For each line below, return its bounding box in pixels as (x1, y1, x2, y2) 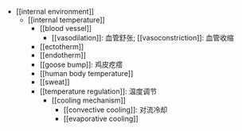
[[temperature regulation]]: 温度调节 (39, 87, 158, 96)
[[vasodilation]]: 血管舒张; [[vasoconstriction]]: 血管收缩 (51, 33, 234, 42)
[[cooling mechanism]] (51, 95, 126, 105)
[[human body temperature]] (39, 69, 134, 78)
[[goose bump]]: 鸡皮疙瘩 (39, 60, 123, 69)
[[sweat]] (39, 77, 70, 87)
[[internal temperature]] (27, 15, 105, 25)
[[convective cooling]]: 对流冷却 (63, 105, 168, 114)
